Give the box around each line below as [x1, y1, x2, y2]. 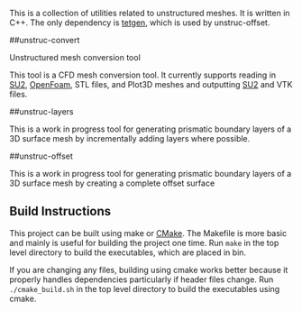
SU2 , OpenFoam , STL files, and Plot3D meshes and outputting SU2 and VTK [9, 79, 293, 89]
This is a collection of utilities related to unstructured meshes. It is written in [9, 8, 290, 18]
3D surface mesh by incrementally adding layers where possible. [9, 133, 251, 143]
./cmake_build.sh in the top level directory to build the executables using [9, 283, 280, 294]
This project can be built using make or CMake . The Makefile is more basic [9, 227, 288, 238]
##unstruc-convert [9, 35, 80, 45]
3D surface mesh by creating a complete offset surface [9, 178, 215, 188]
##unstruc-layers [9, 106, 74, 116]
